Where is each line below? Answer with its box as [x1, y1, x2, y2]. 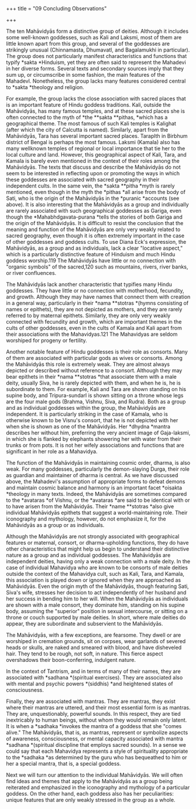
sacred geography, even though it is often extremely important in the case [6, 232, 185, 239]
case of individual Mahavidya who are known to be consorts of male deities [6, 564, 188, 571]
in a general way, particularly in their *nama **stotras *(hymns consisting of [6, 300, 189, 307]
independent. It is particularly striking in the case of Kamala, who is [6, 410, 169, 417]
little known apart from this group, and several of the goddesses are [6, 40, 170, 47]
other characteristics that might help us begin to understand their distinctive [6, 545, 190, 552]
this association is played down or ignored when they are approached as [6, 577, 181, 583]
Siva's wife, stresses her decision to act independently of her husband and [6, 589, 187, 596]
